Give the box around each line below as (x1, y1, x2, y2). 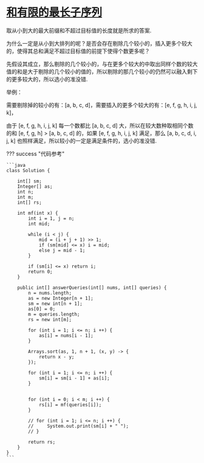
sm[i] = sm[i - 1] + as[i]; (38, 375, 110, 381)
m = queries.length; (28, 311, 80, 317)
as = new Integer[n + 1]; (28, 295, 94, 301)
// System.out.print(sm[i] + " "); (28, 423, 129, 429)
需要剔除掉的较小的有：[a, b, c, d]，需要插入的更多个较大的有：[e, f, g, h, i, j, (6, 101, 197, 108)
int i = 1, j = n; (28, 215, 75, 221)
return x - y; (38, 353, 75, 360)
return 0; (28, 268, 53, 274)
